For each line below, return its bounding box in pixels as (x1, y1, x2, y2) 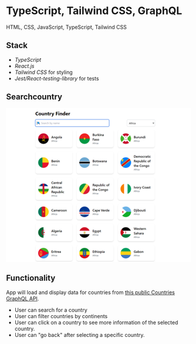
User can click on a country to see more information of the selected (14, 319, 178, 326)
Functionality (6, 273, 56, 283)
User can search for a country (14, 306, 88, 313)
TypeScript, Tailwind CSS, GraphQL (6, 4, 183, 18)
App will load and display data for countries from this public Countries (6, 289, 175, 296)
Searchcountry (6, 92, 63, 102)
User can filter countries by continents (14, 312, 108, 319)
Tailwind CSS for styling (14, 69, 73, 76)
